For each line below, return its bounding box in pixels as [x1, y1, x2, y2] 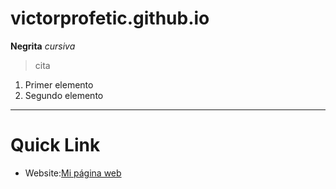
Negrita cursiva [10, 40, 76, 52]
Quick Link [10, 134, 101, 157]
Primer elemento [24, 78, 94, 91]
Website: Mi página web [24, 167, 122, 179]
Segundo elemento [24, 89, 104, 101]
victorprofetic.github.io [10, 7, 210, 30]
